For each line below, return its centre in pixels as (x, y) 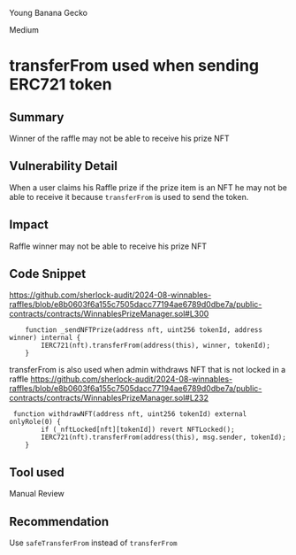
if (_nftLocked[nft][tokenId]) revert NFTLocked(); (138, 430)
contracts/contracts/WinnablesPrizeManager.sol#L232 (109, 398)
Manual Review (37, 494)
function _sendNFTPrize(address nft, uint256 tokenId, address (144, 330)
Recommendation (59, 521)
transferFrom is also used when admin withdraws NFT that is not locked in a (148, 370)
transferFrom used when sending (134, 66)
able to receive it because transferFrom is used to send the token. (129, 197)
